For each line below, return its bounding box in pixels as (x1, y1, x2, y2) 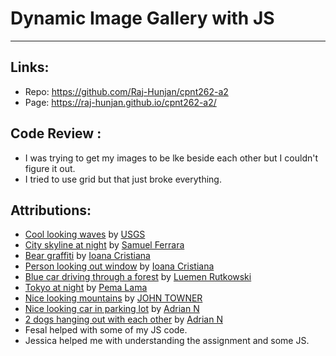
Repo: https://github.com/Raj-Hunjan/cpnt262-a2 (24, 85, 229, 97)
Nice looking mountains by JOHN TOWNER (24, 292, 203, 304)
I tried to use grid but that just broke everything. (24, 173, 222, 185)
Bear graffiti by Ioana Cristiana (24, 250, 151, 262)
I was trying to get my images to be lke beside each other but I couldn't (24, 152, 318, 164)
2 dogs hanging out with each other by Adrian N (24, 313, 223, 326)
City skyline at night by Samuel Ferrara (24, 239, 185, 251)
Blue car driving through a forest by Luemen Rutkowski (24, 271, 252, 283)
